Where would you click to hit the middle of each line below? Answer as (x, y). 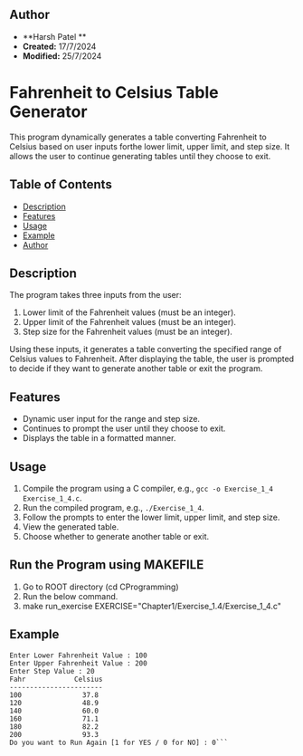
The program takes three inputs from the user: (96, 295)
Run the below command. (70, 596)
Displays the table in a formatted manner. (99, 438)
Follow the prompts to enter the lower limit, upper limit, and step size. (151, 517)
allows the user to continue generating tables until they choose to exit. (140, 156)
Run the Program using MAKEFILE (107, 565)
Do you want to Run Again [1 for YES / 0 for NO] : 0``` (119, 742)
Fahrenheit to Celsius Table (114, 92)
